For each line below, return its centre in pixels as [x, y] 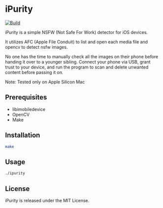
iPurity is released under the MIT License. [47, 200]
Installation [23, 135]
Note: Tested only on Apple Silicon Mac [45, 82]
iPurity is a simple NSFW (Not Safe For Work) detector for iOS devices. [77, 32]
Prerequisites [26, 97]
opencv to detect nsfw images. [36, 47]
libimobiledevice [29, 109]
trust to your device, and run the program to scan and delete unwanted [77, 67]
